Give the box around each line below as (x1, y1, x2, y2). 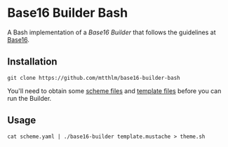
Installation (7, 56, 58, 68)
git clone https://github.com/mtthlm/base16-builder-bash (7, 74, 180, 81)
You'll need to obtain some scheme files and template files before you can (7, 86, 222, 95)
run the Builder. (7, 94, 52, 102)
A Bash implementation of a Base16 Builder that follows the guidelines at (7, 28, 216, 36)
